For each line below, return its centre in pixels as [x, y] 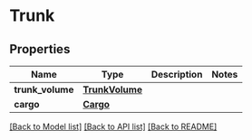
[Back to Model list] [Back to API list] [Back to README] [113, 126]
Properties [40, 49]
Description [177, 75]
